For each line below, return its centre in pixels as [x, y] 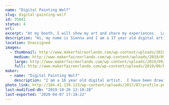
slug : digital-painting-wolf [36, 15]
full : [20, 66]
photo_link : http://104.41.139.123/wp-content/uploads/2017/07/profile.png [86, 85]
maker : [12, 71]
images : [13, 47]
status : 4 [16, 24]
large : [21, 62]
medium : [22, 57]
